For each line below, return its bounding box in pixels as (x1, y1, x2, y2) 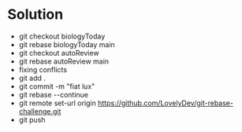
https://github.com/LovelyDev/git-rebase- (97, 98, 234, 108)
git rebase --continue (18, 90, 88, 99)
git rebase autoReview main (18, 57, 110, 66)
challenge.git (18, 106, 61, 115)
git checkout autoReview (18, 48, 99, 57)
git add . (18, 73, 47, 82)
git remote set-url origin (18, 98, 96, 108)
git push (18, 115, 46, 124)
